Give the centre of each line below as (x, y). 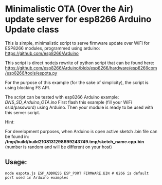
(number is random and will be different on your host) (59, 147)
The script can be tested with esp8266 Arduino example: (62, 97)
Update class (32, 30)
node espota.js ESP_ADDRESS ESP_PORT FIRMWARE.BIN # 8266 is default (77, 173)
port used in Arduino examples (37, 177)
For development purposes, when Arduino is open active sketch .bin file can (81, 131)
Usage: (16, 162)
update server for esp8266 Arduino (78, 19)
